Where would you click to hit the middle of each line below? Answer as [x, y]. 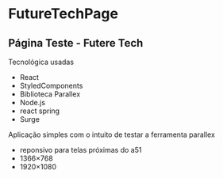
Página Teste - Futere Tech [76, 43]
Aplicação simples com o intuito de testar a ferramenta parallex [112, 134]
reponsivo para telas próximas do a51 [81, 150]
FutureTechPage [63, 14]
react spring [40, 111]
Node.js [33, 102]
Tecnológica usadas [41, 62]
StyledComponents [51, 85]
